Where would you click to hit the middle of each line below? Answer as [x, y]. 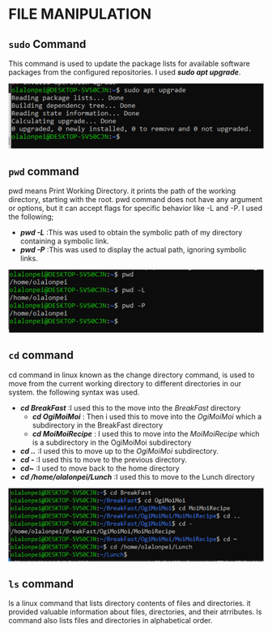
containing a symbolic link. [64, 241]
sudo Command [47, 44]
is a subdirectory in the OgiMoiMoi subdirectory [112, 442]
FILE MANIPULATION [80, 14]
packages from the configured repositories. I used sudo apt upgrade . [125, 72]
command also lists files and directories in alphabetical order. [110, 621]
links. [29, 258]
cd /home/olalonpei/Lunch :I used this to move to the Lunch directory [137, 476]
